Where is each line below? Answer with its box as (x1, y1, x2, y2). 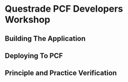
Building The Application (5, 34, 86, 43)
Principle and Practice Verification (5, 69, 117, 77)
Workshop (5, 14, 50, 25)
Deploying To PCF (5, 51, 63, 60)
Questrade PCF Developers (5, 3, 123, 15)
